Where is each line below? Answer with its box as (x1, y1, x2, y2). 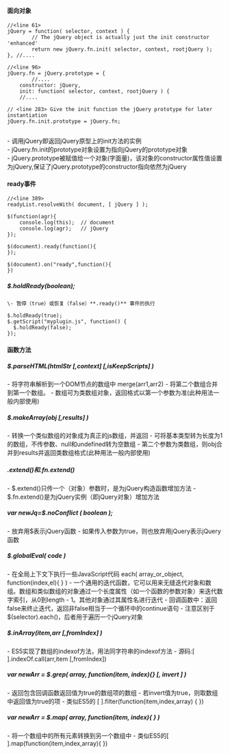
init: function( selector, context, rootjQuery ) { (19, 88, 170, 95)
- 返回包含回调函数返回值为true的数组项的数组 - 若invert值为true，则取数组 (7, 688, 218, 696)
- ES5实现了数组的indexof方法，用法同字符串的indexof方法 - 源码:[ (7, 647, 195, 655)
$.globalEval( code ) (7, 552, 66, 560)
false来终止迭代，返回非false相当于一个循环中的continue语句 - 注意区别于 (7, 604, 216, 612)
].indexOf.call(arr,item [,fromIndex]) (7, 655, 107, 663)
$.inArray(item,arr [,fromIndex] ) (7, 628, 103, 637)
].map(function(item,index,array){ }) (7, 739, 108, 747)
